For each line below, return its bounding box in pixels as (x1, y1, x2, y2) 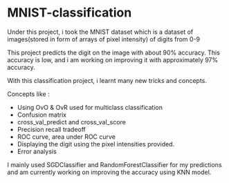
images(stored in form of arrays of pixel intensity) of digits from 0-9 (7, 35, 201, 43)
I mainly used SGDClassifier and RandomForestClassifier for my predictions (7, 160, 223, 168)
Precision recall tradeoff (17, 125, 86, 133)
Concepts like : (7, 90, 50, 98)
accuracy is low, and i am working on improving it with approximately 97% (7, 55, 219, 64)
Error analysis (17, 147, 57, 155)
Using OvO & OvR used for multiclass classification (17, 103, 163, 111)
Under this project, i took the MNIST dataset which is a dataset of (7, 28, 194, 36)
